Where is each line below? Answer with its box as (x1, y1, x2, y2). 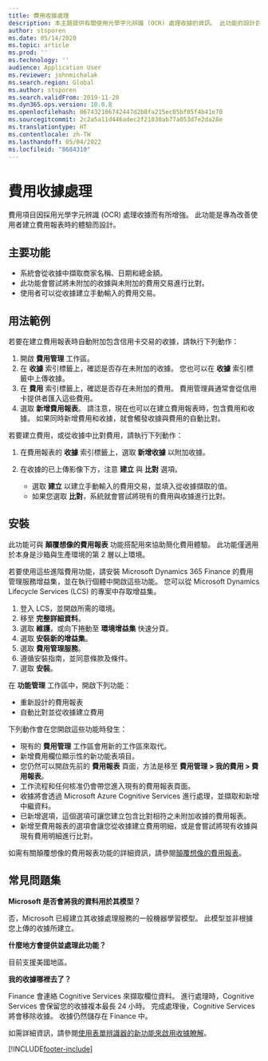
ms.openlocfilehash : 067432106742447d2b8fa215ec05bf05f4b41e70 (8, 109, 223, 117)
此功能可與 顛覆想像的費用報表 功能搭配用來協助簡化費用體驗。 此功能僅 (8, 540, 245, 549)
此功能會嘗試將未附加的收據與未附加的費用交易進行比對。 (19, 279, 209, 288)
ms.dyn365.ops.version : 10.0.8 (8, 101, 112, 109)
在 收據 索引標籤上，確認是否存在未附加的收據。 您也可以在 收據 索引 (19, 363, 247, 373)
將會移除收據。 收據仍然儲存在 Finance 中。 (8, 1011, 153, 1020)
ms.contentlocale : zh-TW (8, 130, 91, 138)
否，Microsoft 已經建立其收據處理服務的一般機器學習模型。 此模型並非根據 (8, 913, 254, 923)
